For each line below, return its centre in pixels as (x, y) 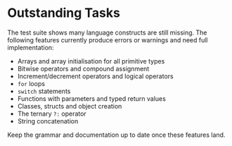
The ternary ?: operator (52, 114)
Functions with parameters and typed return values (92, 98)
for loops (31, 83)
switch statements (44, 91)
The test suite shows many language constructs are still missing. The (107, 32)
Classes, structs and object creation (70, 106)
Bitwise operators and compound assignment (83, 68)
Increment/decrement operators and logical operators (95, 76)
